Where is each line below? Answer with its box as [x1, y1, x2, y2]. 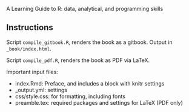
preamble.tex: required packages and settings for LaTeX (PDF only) [15, 99, 184, 106]
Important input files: [6, 68, 59, 75]
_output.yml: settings [15, 86, 68, 93]
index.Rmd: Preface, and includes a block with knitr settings [15, 79, 165, 87]
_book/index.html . [6, 45, 51, 52]
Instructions [6, 22, 53, 33]
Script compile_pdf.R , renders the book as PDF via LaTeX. [6, 57, 150, 64]
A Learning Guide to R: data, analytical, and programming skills [6, 5, 164, 12]
